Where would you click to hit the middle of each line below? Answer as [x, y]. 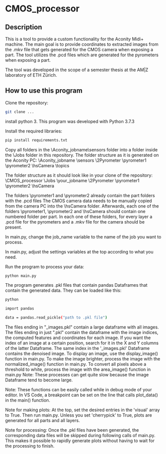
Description [24, 27]
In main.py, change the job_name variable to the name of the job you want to [83, 236]
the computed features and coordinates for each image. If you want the [78, 338]
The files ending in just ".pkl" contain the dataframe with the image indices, [82, 333]
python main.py [21, 276]
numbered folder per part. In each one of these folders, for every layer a [79, 217]
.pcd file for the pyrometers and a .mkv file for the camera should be [75, 222]
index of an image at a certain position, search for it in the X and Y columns [82, 343]
